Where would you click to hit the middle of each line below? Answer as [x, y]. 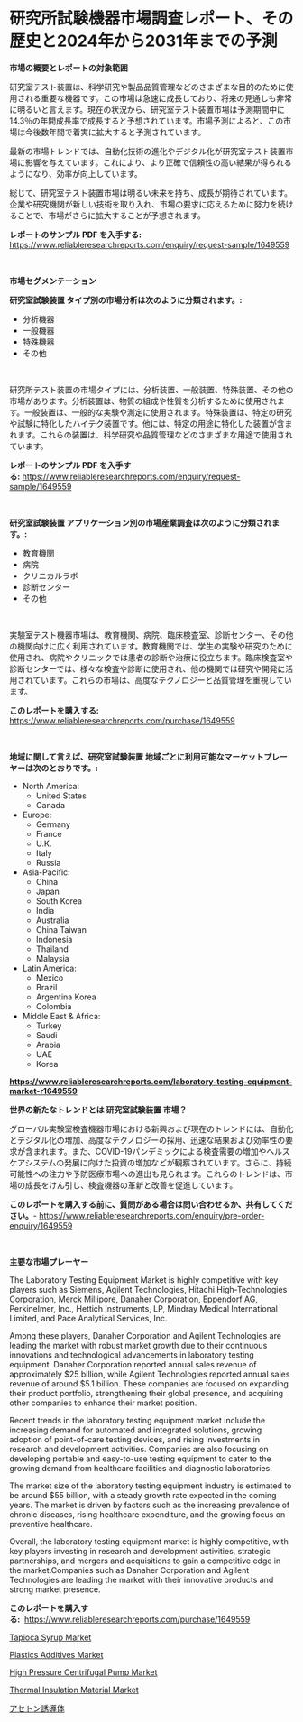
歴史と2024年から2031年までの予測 [143, 41]
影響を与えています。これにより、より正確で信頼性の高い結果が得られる [158, 162]
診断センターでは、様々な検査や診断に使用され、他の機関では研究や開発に [147, 668]
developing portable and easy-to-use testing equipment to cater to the [141, 1459]
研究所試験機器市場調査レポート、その [151, 18]
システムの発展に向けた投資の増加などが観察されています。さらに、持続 [158, 1162]
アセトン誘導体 [37, 1708]
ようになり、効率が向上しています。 [76, 173]
